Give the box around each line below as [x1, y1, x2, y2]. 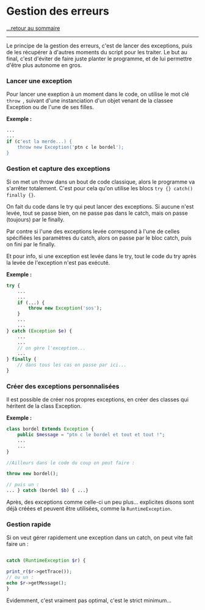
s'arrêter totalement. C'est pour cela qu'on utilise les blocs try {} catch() [6, 184, 193, 192]
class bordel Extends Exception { [6, 426, 95, 432]
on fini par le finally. [6, 240, 56, 248]
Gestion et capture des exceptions [6, 164, 111, 173]
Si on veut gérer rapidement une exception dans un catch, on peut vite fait [6, 534, 193, 541]
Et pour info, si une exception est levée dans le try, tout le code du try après [6, 252, 196, 260]
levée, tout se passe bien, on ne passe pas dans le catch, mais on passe [6, 209, 188, 217]
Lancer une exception [6, 76, 72, 85]
